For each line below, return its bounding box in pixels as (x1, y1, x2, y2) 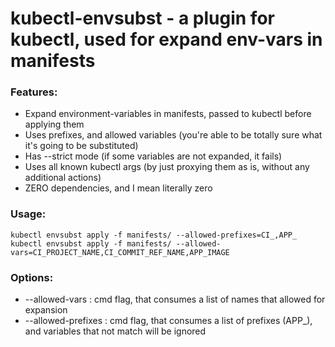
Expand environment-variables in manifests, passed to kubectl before (24, 108, 312, 120)
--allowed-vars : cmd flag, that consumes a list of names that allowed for (24, 293, 326, 306)
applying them (24, 118, 85, 131)
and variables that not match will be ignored (24, 325, 207, 337)
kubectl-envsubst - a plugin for (10, 7, 275, 30)
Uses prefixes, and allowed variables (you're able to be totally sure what (24, 129, 323, 141)
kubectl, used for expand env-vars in (10, 28, 323, 51)
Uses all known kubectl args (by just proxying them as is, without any (24, 161, 310, 173)
